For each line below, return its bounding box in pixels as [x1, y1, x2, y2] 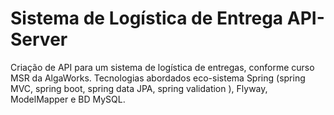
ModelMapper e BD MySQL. [10, 93, 126, 105]
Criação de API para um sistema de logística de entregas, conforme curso [10, 61, 315, 73]
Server [10, 28, 68, 51]
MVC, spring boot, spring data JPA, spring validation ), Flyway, [10, 82, 268, 94]
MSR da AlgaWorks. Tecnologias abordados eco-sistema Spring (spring [10, 72, 306, 84]
